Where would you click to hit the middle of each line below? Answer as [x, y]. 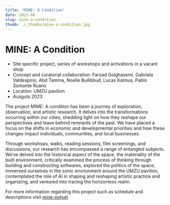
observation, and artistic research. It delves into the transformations [77, 112]
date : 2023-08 [20, 15]
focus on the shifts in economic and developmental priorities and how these [85, 128]
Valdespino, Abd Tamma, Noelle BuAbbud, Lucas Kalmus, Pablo [80, 80]
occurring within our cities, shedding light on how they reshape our [76, 117]
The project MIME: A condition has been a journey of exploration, [74, 107]
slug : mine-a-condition [31, 19]
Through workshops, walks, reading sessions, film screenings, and [76, 143]
